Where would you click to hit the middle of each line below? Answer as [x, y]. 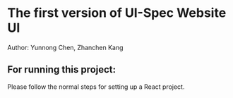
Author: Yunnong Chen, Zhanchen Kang [65, 47]
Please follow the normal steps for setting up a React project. [96, 87]
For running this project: [62, 69]
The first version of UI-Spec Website [117, 13]
